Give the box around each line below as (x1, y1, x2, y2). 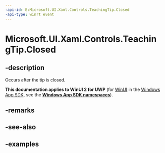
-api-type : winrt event (5, 12, 55, 17)
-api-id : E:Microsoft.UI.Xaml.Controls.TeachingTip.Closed (5, 7, 130, 12)
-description (5, 64, 45, 72)
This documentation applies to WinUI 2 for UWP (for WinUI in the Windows (5, 86, 160, 92)
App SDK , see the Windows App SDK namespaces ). (5, 91, 113, 97)
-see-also (5, 123, 36, 132)
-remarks (5, 106, 35, 114)
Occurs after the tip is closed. (5, 76, 66, 82)
